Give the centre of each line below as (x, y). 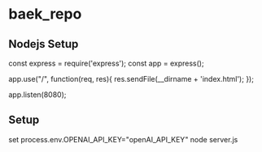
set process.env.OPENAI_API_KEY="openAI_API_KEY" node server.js (123, 139)
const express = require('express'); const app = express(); (107, 63)
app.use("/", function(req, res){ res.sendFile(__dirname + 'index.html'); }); (131, 79)
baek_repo (45, 14)
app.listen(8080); (37, 95)
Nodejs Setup (44, 44)
